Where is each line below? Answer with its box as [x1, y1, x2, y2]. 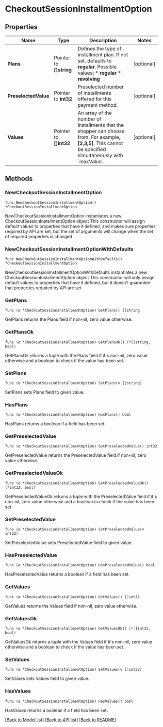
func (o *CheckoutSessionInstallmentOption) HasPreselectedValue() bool [5, 563, 155, 568]
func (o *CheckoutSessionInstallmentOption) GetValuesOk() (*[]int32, [5, 626, 151, 631]
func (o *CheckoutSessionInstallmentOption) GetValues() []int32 [5, 595, 140, 599]
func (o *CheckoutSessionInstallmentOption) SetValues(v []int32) [5, 667, 142, 672]
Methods [5, 175, 33, 183]
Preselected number [77, 83, 124, 90]
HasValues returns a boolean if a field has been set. [5, 707, 108, 713]
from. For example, [77, 134, 121, 140]
